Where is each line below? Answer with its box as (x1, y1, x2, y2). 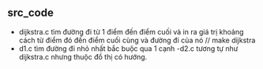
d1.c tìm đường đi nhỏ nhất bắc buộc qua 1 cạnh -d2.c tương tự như (18, 43, 239, 53)
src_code (7, 6, 54, 20)
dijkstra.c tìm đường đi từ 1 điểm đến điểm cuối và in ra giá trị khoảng (18, 27, 244, 36)
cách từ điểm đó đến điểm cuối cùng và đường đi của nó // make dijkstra (18, 35, 256, 45)
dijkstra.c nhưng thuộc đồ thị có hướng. (18, 52, 148, 61)
